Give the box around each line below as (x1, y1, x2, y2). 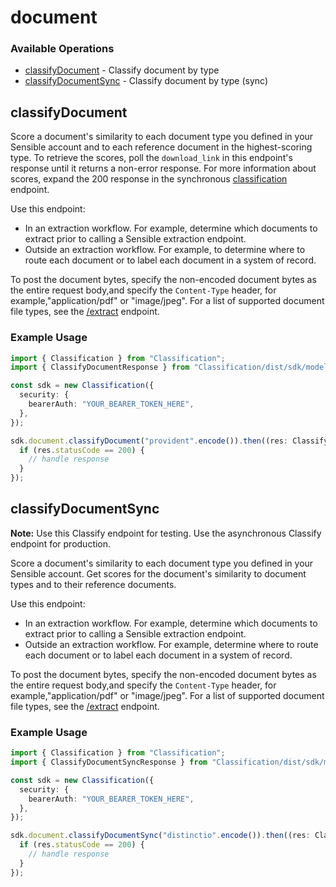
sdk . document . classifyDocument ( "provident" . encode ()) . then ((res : (10, 436, 288, 446)
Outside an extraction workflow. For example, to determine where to (24, 244, 306, 256)
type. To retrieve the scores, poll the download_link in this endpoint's (10, 152, 293, 164)
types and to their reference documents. (10, 578, 177, 590)
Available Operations (10, 42, 115, 56)
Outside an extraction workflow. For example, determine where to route (24, 638, 319, 650)
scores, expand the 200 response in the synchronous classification (10, 173, 288, 185)
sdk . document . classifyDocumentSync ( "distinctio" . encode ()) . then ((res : (10, 831, 311, 841)
